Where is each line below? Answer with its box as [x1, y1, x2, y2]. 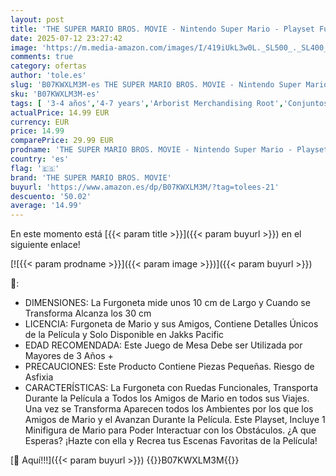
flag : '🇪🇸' [10, 163, 60, 173]
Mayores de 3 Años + [24, 350, 114, 362]
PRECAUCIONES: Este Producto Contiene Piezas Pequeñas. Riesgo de [24, 361, 315, 373]
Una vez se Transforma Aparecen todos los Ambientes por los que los [24, 403, 314, 415]
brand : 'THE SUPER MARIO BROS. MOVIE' [10, 172, 172, 183]
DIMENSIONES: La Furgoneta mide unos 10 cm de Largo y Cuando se [24, 297, 311, 309]
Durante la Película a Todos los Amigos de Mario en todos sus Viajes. [24, 392, 310, 405]
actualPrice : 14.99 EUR [10, 107, 110, 118]
